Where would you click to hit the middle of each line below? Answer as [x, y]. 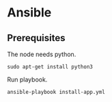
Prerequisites [36, 38]
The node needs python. [42, 54]
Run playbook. [27, 79]
